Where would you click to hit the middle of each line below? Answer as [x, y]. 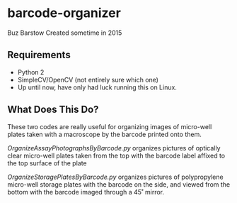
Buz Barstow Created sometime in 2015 [65, 33]
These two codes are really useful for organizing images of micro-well [110, 126]
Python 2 [31, 72]
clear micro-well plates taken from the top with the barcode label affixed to [116, 155]
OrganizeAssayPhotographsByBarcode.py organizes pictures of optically [114, 148]
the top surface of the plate [47, 163]
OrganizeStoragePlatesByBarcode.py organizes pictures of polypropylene [116, 177]
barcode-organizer [64, 13]
